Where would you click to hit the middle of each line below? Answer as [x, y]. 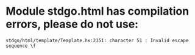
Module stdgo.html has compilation [97, 11]
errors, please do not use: [72, 24]
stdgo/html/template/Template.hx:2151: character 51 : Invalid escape [97, 40]
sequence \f [21, 46]
